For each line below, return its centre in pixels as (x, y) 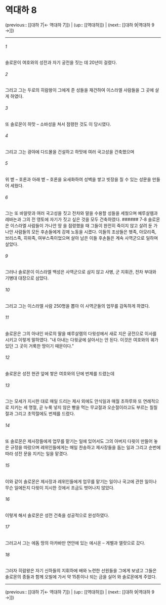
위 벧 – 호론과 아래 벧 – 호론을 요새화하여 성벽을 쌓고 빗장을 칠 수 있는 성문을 (78, 179)
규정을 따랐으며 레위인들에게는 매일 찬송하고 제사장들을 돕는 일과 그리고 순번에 (85, 448)
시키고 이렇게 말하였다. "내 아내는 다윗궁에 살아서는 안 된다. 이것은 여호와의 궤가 (82, 339)
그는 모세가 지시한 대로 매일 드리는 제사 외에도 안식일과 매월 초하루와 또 (74, 401)
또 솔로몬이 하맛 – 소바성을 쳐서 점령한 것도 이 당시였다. (58, 124)
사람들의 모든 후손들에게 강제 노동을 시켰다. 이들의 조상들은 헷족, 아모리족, (85, 232)
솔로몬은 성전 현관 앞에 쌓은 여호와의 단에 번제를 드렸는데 (60, 373)
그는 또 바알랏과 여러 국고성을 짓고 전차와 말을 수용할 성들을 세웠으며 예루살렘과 (82, 213)
